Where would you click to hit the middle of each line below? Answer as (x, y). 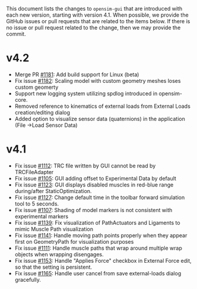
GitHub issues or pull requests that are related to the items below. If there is (98, 21)
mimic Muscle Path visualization (54, 229)
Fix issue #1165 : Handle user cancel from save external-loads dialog (98, 273)
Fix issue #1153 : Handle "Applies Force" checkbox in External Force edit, (103, 260)
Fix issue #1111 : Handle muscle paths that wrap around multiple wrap (99, 248)
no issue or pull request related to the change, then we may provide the (93, 27)
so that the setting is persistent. (53, 267)
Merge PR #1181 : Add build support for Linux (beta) (77, 74)
